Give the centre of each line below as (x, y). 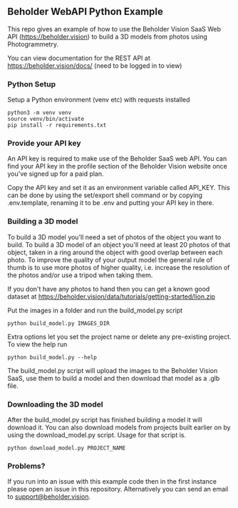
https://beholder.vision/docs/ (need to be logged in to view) (95, 65)
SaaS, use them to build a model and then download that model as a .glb (114, 378)
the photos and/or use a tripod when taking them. (80, 275)
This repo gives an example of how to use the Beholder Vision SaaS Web (114, 29)
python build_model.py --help (52, 357)
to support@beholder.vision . (49, 497)
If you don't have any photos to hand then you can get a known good (109, 289)
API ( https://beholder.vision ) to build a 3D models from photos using (108, 36)
